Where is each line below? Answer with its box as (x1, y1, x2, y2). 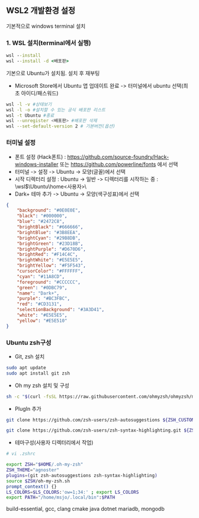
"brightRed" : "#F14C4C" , (17, 251, 78, 258)
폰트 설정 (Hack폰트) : (14, 153, 66, 160)
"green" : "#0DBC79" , (17, 284, 68, 290)
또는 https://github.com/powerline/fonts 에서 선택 (59, 161, 178, 168)
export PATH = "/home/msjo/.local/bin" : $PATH (6, 494, 115, 501)
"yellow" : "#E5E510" (17, 318, 68, 324)
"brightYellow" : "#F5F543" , (17, 263, 86, 268)
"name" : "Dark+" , (17, 290, 60, 296)
